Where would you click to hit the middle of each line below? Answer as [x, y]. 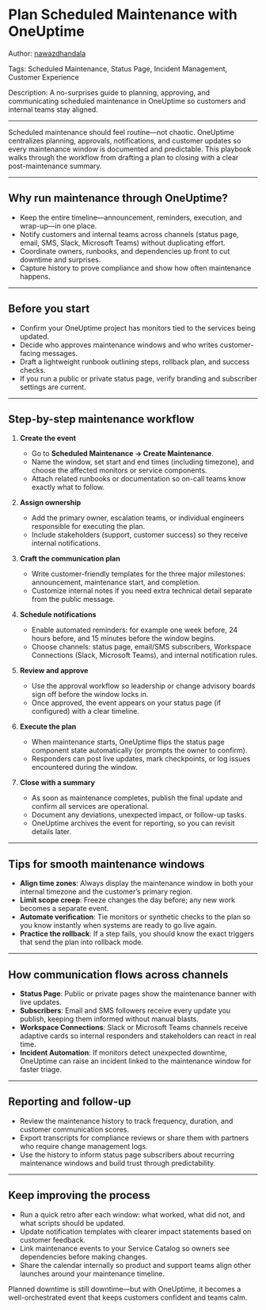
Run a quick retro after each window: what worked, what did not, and [132, 1214]
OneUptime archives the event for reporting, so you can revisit [133, 823]
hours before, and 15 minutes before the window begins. [123, 638]
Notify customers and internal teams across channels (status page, [129, 234]
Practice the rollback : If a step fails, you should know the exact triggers [137, 934]
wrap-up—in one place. [58, 226]
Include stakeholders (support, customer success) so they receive [139, 535]
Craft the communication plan [70, 559]
